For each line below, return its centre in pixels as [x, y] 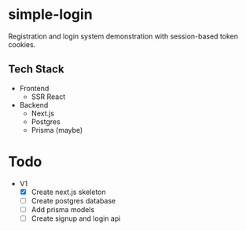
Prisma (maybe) [57, 130]
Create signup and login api [76, 218]
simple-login [50, 15]
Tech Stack [36, 70]
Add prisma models [63, 209]
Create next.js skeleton [68, 192]
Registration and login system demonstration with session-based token [123, 36]
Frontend [34, 88]
